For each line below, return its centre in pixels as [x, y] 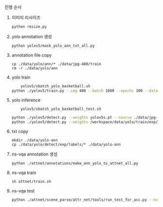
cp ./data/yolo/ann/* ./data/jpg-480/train [56, 64]
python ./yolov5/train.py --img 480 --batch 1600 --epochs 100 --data [85, 91]
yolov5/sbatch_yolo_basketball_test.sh [61, 109]
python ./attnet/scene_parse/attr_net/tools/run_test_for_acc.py [79, 200]
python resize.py [29, 27]
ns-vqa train [24, 172]
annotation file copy [32, 55]
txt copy [20, 131]
